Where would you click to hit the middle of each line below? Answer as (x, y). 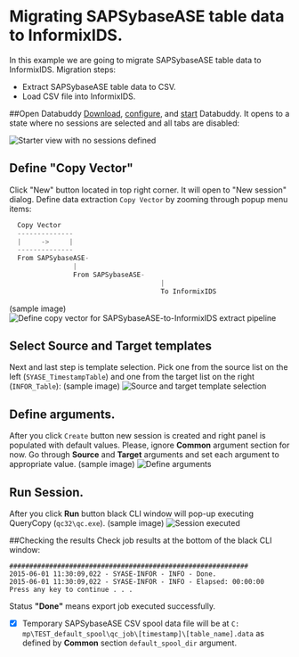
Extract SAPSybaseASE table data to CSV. (99, 86)
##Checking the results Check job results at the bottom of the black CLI (141, 540)
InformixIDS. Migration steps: (63, 70)
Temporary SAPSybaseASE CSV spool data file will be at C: (131, 624)
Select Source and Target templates (110, 346)
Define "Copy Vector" (71, 168)
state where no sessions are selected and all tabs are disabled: (125, 123)
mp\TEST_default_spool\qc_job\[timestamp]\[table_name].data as (143, 634)
